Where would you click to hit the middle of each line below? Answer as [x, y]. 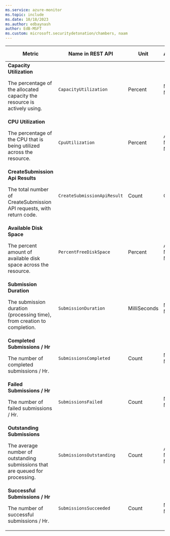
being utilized [24, 146]
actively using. [25, 108]
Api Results [22, 178]
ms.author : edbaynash [28, 24]
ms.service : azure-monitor [34, 10]
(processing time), [30, 315]
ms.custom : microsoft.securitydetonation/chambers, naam [67, 33]
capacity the [23, 96]
